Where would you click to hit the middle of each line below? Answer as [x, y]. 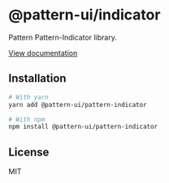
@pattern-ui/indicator [84, 15]
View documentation [43, 53]
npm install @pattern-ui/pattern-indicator [83, 127]
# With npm [27, 119]
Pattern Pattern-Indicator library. [63, 37]
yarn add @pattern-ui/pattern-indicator [78, 104]
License [29, 152]
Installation [37, 79]
